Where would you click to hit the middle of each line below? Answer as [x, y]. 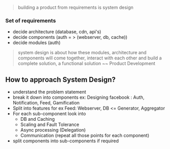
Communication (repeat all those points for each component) [85, 136]
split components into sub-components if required [66, 141]
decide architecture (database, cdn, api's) [57, 32]
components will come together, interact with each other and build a [90, 58]
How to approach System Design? [61, 80]
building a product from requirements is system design [76, 7]
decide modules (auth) [37, 42]
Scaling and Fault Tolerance [50, 124]
